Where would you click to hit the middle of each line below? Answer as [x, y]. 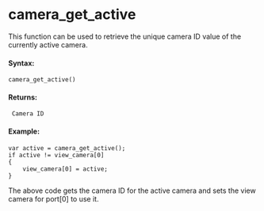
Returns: [23, 97]
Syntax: [21, 63]
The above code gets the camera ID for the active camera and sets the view [132, 190]
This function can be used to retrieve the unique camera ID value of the [125, 36]
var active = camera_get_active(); [67, 148]
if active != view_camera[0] [56, 155]
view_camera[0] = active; [65, 169]
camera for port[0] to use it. [54, 198]
